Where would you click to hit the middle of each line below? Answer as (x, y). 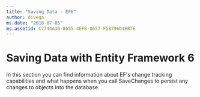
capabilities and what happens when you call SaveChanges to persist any (97, 81)
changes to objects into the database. (53, 87)
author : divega (25, 17)
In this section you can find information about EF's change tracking (89, 75)
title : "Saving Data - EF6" (41, 12)
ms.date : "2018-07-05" (35, 23)
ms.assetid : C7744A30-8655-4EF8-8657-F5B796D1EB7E (71, 28)
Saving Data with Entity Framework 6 (100, 58)
